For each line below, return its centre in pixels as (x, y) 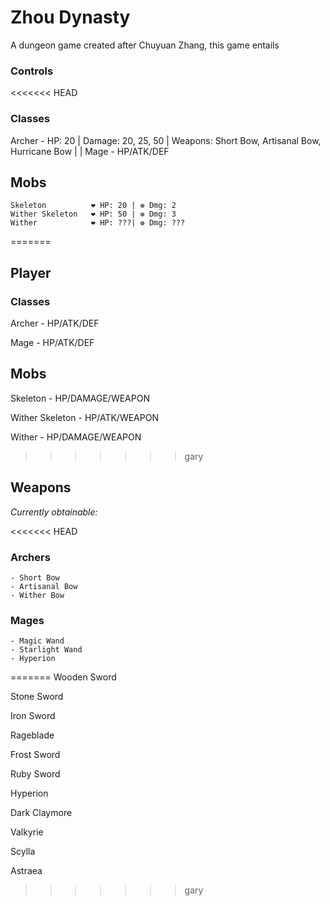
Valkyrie (27, 832)
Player (31, 272)
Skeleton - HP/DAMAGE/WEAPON (80, 398)
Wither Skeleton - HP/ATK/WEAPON (84, 417)
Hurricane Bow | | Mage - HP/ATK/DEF (90, 151)
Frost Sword (35, 755)
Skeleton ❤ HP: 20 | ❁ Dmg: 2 (93, 206)
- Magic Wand (37, 641)
